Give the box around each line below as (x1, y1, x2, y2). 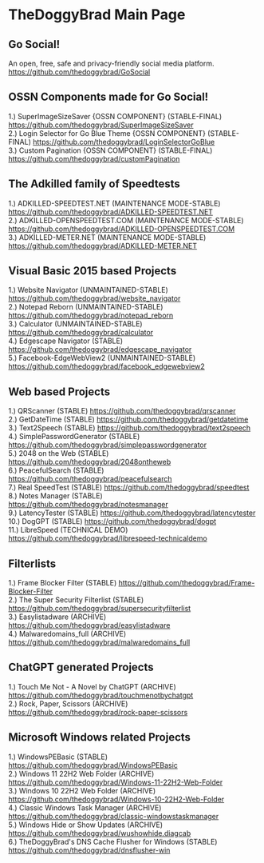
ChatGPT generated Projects (8, 661, 154, 674)
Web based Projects (8, 385, 110, 398)
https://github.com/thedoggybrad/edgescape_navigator (8, 345, 192, 354)
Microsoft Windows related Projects (8, 730, 191, 745)
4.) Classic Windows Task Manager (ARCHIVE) (8, 802, 162, 813)
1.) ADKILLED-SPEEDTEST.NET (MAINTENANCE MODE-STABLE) (8, 198, 221, 208)
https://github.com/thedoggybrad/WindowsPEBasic (8, 760, 178, 769)
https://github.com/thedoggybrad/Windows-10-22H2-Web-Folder (8, 794, 225, 804)
